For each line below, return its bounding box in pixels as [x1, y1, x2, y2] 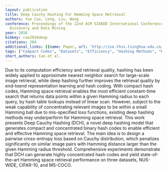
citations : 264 [5, 40, 37, 45]
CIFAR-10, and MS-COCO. [19, 162, 72, 168]
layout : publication [5, 7, 48, 12]
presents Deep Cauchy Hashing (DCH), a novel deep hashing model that [5, 120, 154, 126]
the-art [5, 157, 20, 163]
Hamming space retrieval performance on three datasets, [20, 157, 138, 163]
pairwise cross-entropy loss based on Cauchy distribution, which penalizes [5, 136, 160, 142]
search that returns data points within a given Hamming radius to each [5, 93, 149, 99]
